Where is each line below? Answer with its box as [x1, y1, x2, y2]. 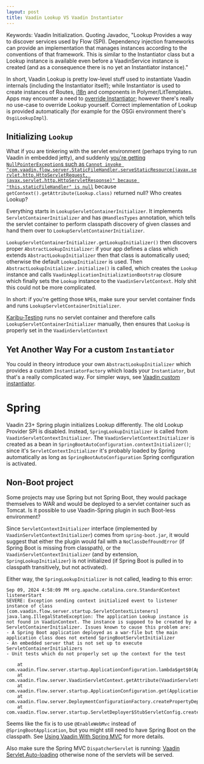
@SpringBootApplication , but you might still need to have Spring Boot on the [6, 726, 196, 734]
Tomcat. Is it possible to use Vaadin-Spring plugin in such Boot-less [6, 506, 176, 514]
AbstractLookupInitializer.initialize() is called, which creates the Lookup [6, 265, 197, 272]
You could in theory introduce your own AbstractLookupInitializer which [6, 361, 191, 368]
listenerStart [6, 592, 42, 598]
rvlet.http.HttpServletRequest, [6, 172, 88, 179]
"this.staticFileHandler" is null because [6, 183, 117, 190]
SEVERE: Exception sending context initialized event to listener [6, 598, 178, 604]
